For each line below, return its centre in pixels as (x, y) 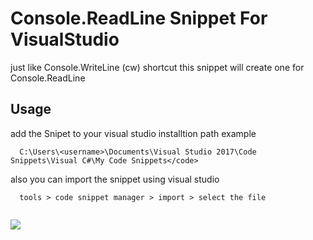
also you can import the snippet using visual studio (115, 179)
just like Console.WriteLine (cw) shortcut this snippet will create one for (157, 67)
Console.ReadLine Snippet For (139, 18)
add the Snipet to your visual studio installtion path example (133, 133)
